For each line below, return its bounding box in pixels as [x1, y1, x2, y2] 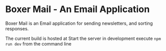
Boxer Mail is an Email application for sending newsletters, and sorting [5, 20, 153, 26]
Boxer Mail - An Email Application [5, 4, 150, 15]
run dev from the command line [5, 40, 72, 46]
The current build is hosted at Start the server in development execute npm [5, 35, 161, 41]
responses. [5, 25, 29, 31]
